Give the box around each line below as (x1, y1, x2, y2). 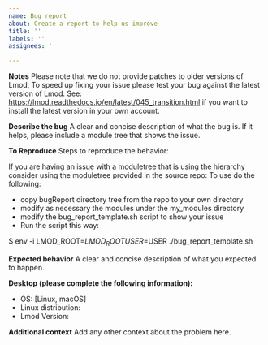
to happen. (8, 262, 45, 272)
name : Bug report (8, 11, 67, 20)
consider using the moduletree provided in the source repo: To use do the (8, 170, 256, 180)
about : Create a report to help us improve (8, 19, 158, 28)
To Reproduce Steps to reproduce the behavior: (8, 146, 169, 156)
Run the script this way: (19, 221, 100, 231)
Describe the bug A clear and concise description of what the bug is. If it (8, 122, 253, 132)
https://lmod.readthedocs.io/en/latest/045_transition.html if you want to (8, 97, 248, 107)
